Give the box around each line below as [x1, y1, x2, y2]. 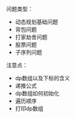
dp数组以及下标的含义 [15, 75, 70, 82]
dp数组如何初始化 [15, 90, 60, 97]
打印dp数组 [15, 105, 44, 112]
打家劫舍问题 [15, 33, 47, 41]
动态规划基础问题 [15, 18, 58, 26]
